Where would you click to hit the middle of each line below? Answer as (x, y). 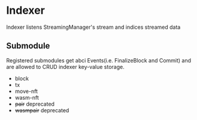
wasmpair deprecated (42, 110)
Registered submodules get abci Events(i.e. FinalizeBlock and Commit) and (99, 60)
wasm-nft (27, 97)
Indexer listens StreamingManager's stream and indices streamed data (93, 27)
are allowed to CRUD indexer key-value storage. (65, 67)
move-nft (26, 91)
